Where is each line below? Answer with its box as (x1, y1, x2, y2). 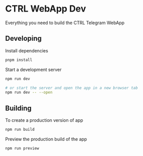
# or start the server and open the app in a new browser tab (5, 85, 138, 91)
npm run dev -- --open (5, 90, 53, 95)
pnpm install (5, 57, 33, 62)
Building (5, 104, 32, 112)
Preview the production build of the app (5, 136, 87, 142)
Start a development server (5, 66, 62, 72)
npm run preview (5, 145, 39, 151)
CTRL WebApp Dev (5, 3, 86, 15)
